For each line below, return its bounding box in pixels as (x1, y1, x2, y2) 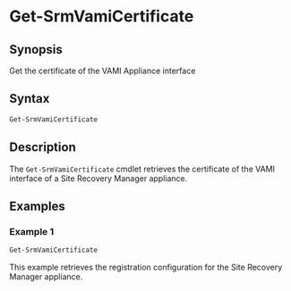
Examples (9, 198, 65, 213)
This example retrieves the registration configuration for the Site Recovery (9, 262, 283, 273)
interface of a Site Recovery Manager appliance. (9, 172, 188, 184)
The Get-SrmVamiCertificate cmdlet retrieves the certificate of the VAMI (9, 163, 276, 174)
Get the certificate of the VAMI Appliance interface (9, 65, 196, 76)
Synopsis (9, 42, 63, 57)
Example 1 (9, 225, 55, 237)
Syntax (9, 91, 50, 106)
